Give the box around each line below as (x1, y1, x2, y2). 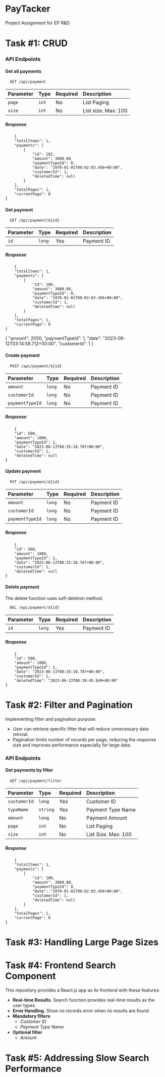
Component (5, 970, 57, 982)
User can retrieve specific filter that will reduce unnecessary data (12, 726, 149, 732)
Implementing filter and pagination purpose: (5, 716, 97, 722)
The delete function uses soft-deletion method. (5, 595, 103, 601)
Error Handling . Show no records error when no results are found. (12, 1008, 150, 1014)
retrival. (12, 731, 29, 737)
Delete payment (5, 584, 39, 590)
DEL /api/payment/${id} (10, 605, 60, 610)
